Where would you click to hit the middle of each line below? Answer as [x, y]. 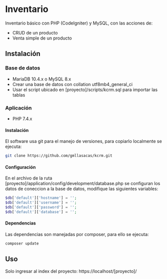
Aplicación [18, 107]
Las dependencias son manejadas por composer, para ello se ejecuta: [77, 234]
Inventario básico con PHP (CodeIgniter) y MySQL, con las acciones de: [79, 23]
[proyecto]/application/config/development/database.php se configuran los [83, 183]
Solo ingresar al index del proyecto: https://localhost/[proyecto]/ [71, 271]
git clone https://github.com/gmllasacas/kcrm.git [59, 156]
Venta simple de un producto [42, 38]
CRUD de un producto [35, 32]
